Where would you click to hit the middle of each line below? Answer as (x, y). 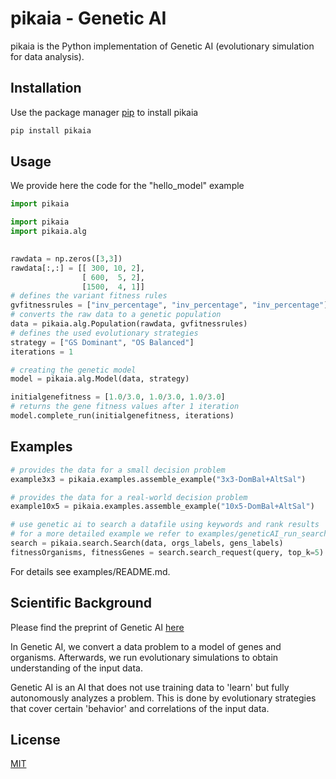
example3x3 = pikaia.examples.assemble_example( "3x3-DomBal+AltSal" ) (158, 479)
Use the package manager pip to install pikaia (104, 112)
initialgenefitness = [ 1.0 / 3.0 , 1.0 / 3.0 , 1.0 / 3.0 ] (118, 397)
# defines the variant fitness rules (89, 296)
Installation (46, 88)
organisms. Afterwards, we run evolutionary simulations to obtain (144, 657)
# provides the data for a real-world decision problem (129, 497)
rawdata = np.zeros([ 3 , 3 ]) (66, 258)
